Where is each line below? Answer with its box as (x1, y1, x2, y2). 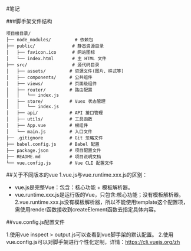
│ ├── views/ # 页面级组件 (6, 81, 97, 87)
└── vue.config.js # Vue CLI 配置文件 (6, 160, 114, 166)
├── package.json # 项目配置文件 (6, 148, 101, 154)
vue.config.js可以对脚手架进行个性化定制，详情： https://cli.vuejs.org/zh (6, 239, 180, 245)
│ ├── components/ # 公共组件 (6, 74, 93, 80)
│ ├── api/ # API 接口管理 (6, 110, 103, 116)
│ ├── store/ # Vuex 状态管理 (6, 99, 106, 105)
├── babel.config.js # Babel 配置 (6, 141, 100, 147)
